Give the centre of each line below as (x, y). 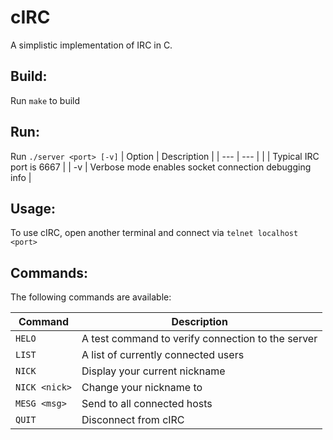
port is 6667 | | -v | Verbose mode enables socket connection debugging (161, 167)
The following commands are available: (91, 297)
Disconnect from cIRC (133, 420)
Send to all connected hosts (147, 404)
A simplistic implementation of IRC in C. (91, 45)
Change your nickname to (142, 388)
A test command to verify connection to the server (199, 339)
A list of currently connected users (163, 355)
